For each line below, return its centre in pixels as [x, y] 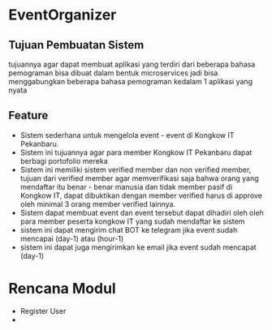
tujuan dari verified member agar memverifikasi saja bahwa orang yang [139, 178]
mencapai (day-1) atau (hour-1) [72, 238]
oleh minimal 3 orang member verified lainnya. [98, 204]
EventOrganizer [63, 15]
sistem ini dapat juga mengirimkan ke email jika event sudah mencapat [138, 247]
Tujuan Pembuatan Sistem [76, 45]
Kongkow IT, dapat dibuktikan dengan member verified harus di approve [141, 195]
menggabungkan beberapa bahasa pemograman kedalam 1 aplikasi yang [131, 81]
